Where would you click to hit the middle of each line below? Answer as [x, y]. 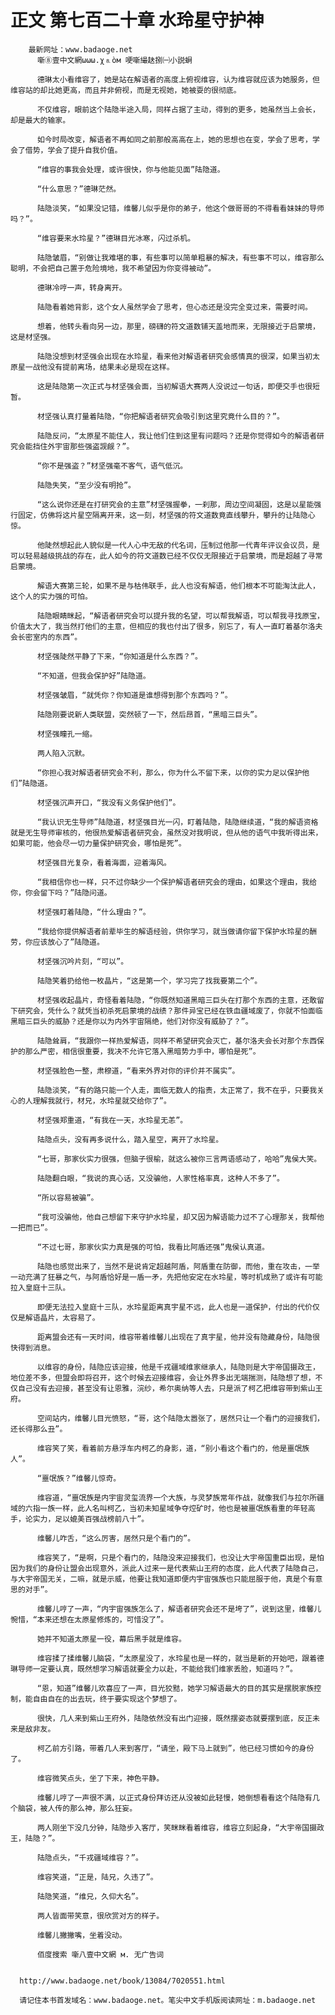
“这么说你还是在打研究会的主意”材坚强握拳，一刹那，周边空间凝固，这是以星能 [175, 504]
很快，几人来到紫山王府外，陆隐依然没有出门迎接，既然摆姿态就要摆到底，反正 [174, 1718]
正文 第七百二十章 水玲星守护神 [137, 20]
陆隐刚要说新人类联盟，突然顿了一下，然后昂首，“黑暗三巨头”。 [149, 714]
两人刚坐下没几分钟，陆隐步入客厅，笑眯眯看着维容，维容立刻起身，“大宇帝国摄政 [180, 1827]
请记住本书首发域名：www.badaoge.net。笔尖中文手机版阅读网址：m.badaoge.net [168, 2000]
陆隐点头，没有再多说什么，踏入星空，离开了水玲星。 [130, 1139]
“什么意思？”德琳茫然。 [79, 189]
